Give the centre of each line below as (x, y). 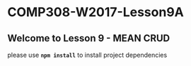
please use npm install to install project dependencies (87, 55)
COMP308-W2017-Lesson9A (95, 12)
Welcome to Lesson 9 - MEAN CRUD (89, 38)
